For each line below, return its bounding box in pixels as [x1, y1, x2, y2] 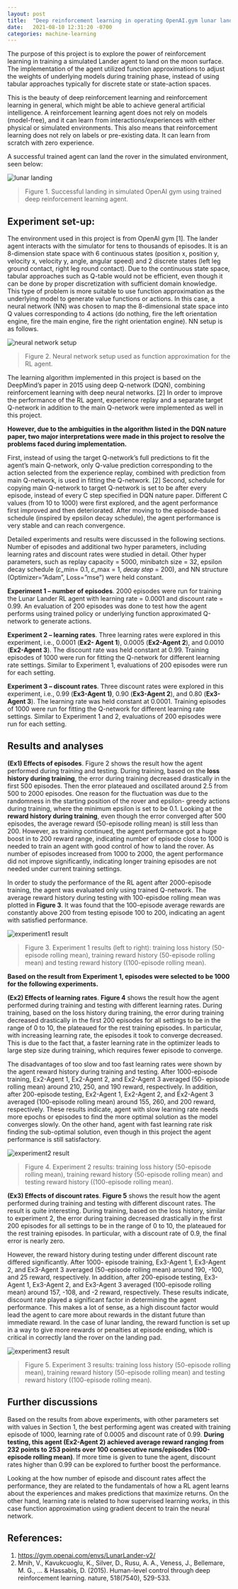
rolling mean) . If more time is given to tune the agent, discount [33, 1452, 216, 1461]
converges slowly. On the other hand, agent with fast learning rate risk [7, 1120, 212, 1128]
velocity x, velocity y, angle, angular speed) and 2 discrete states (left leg [7, 257, 221, 266]
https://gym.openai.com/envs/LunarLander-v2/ [17, 1551, 156, 1559]
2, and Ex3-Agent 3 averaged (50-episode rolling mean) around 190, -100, [7, 1265, 224, 1274]
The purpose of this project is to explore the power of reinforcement [7, 50, 207, 58]
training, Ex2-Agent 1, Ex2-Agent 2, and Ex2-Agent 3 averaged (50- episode [7, 1074, 230, 1083]
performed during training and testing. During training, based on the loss [7, 766, 220, 775]
